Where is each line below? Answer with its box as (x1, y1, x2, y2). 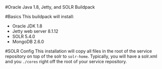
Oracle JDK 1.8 (12, 23, 43, 29)
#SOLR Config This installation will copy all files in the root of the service (5, 48, 152, 54)
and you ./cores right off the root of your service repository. (5, 59, 127, 64)
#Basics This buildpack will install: (5, 14, 75, 19)
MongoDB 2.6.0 (12, 39, 44, 45)
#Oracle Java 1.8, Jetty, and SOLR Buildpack (5, 4, 95, 10)
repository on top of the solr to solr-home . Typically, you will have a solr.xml (5, 53, 158, 59)
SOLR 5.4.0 (12, 34, 35, 39)
